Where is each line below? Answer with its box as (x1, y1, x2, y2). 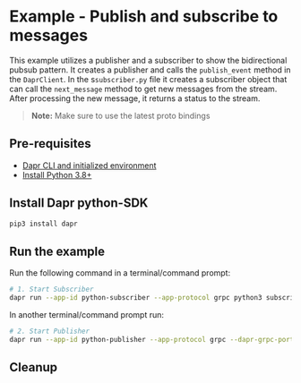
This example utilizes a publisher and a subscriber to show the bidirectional (9, 55, 288, 65)
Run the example (9, 243, 106, 259)
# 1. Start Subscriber (9, 285, 94, 294)
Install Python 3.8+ (21, 169, 92, 180)
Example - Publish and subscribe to (9, 6, 279, 27)
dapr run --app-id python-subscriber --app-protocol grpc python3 (9, 294, 262, 302)
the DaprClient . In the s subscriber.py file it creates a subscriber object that (9, 73, 288, 84)
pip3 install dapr (9, 219, 78, 228)
